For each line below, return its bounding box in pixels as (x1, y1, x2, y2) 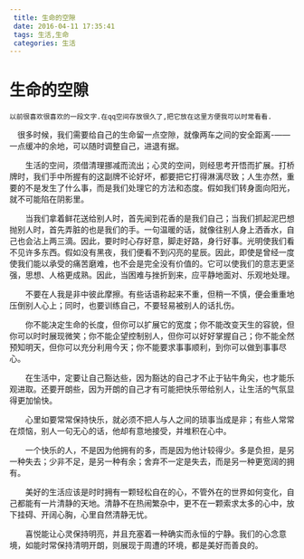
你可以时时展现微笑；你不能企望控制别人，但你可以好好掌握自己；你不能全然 (9, 331, 295, 342)
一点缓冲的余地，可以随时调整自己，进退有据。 (9, 141, 184, 152)
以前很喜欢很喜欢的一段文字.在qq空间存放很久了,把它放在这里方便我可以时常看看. (9, 112, 272, 122)
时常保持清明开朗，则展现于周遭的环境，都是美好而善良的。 (40, 540, 263, 551)
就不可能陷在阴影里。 (9, 194, 89, 204)
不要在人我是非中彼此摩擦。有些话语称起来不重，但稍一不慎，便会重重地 (24, 289, 295, 299)
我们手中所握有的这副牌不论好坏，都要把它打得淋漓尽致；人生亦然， (33, 171, 287, 182)
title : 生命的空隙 (13, 13, 76, 23)
